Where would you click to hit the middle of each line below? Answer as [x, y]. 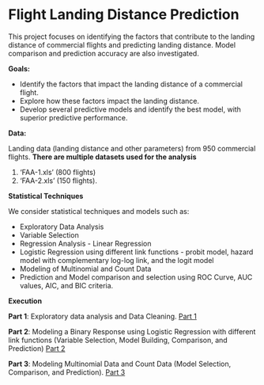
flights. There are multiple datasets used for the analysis [102, 157]
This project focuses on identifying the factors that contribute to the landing [132, 36]
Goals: [19, 68]
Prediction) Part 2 [37, 348]
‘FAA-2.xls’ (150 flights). [58, 181]
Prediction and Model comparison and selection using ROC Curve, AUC [136, 277]
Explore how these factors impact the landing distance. [109, 101]
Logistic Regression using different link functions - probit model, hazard [136, 252]
